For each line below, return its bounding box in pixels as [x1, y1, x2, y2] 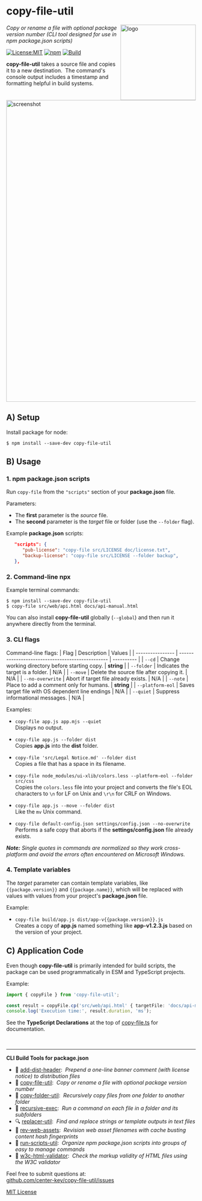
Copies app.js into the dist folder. [14, 742, 99, 749]
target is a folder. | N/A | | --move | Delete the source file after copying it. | [6, 668, 188, 675]
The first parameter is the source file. [14, 512, 108, 519]
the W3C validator [14, 1159, 61, 1166]
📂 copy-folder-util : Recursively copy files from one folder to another [14, 1092, 185, 1099]
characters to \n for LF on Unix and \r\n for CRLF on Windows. [14, 789, 171, 797]
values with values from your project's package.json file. [6, 892, 148, 899]
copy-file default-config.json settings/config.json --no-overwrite [14, 821, 191, 827]
